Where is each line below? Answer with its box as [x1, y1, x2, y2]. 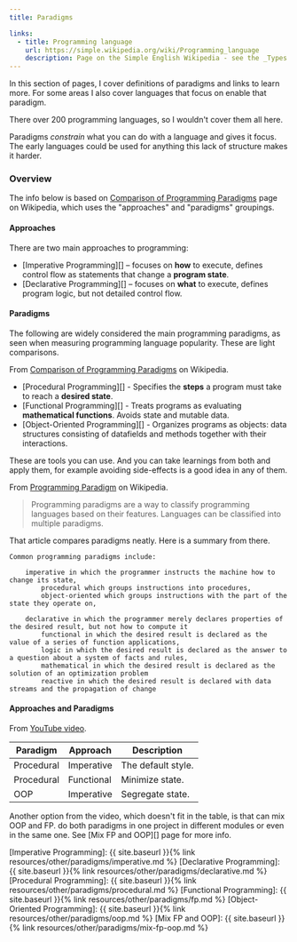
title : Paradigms [9, 12, 74, 22]
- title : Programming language [17, 37, 133, 46]
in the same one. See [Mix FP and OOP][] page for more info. [9, 830, 232, 841]
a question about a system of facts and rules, [9, 653, 189, 662]
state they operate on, [9, 599, 98, 608]
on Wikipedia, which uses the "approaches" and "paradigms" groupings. [9, 202, 275, 213]
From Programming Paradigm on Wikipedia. [9, 482, 168, 492]
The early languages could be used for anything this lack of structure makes [9, 141, 288, 152]
